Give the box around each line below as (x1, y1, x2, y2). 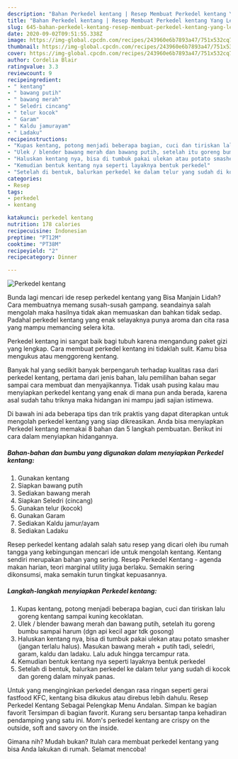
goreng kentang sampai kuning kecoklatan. (17, 612, 144, 621)
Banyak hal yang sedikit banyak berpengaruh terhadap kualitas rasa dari (7, 366, 218, 374)
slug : (7, 23, 23, 30)
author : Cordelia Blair (7, 57, 78, 64)
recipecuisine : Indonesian (7, 227, 87, 235)
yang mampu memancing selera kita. (7, 323, 115, 332)
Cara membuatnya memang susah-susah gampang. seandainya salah (7, 300, 211, 309)
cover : (7, 50, 27, 57)
